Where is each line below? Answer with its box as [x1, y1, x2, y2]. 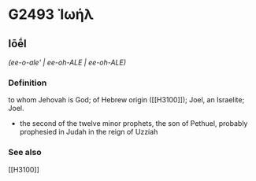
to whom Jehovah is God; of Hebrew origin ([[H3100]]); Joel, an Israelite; [8, 95, 245, 105]
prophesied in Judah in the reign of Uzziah [19, 127, 158, 137]
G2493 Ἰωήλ [8, 6, 95, 24]
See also [8, 147, 42, 158]
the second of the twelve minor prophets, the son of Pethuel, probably [19, 119, 248, 128]
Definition [8, 77, 47, 88]
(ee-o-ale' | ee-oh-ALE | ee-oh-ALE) [8, 57, 127, 67]
